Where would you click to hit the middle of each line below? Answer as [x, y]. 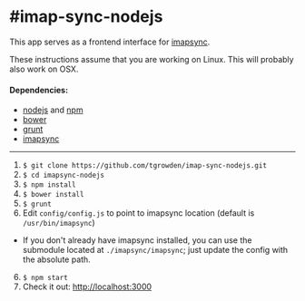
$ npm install [49, 185]
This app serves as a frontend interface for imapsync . [110, 42]
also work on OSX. [44, 69]
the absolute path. [56, 259]
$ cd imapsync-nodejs [63, 175]
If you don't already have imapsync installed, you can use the [137, 240]
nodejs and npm [53, 110]
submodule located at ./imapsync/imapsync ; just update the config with [155, 250]
